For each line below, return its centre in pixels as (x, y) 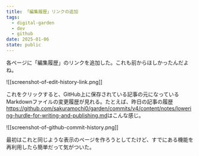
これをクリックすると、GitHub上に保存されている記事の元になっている (93, 94)
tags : (13, 17)
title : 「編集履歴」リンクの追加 (42, 12)
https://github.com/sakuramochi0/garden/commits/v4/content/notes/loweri (99, 108)
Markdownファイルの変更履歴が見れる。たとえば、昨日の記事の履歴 (90, 101)
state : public (24, 45)
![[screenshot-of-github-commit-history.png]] (63, 127)
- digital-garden (33, 23)
